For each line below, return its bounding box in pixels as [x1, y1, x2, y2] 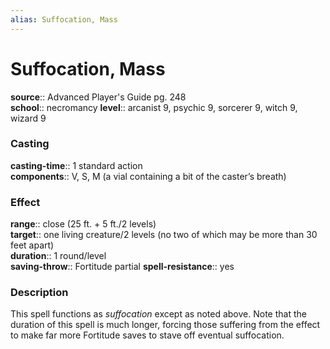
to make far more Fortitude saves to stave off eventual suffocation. [10, 329, 285, 341]
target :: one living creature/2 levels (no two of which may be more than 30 [10, 229, 318, 241]
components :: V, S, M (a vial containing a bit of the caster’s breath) [10, 170, 287, 182]
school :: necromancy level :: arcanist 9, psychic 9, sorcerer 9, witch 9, [10, 101, 298, 113]
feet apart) [10, 239, 55, 251]
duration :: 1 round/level [10, 250, 107, 262]
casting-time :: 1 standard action [10, 159, 143, 171]
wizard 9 [10, 112, 47, 124]
